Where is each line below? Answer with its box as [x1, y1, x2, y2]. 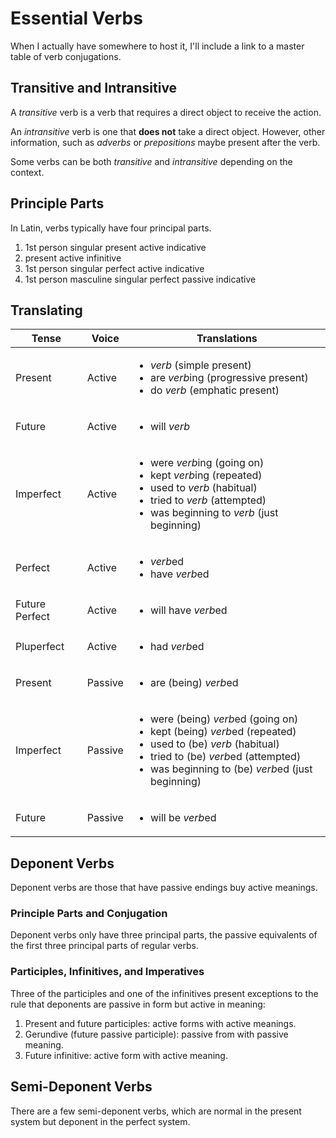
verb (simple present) [149, 358, 252, 372]
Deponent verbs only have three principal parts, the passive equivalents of [10, 929, 318, 941]
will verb [149, 420, 190, 434]
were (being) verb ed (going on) [149, 712, 299, 726]
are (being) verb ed [149, 676, 239, 690]
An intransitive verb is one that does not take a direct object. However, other [10, 125, 326, 137]
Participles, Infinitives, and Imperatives [10, 965, 205, 979]
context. [10, 166, 45, 178]
